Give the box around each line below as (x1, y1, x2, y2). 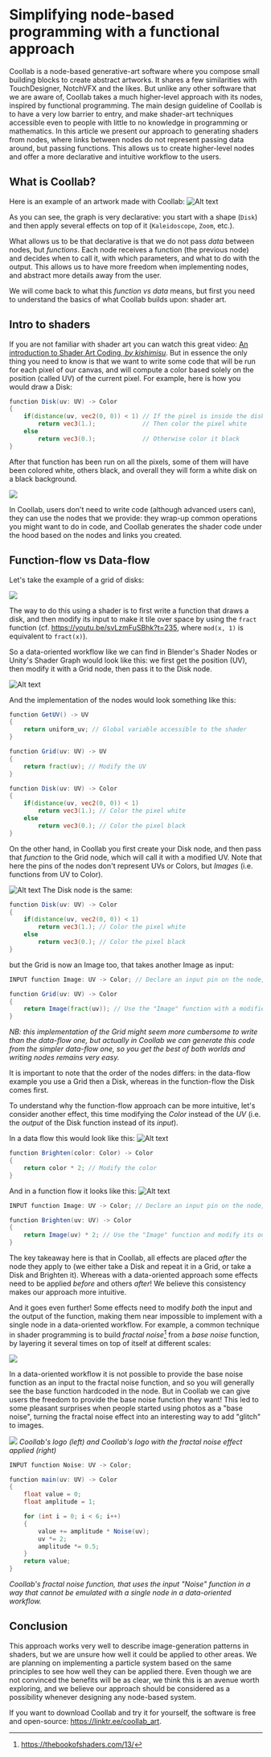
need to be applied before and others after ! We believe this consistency (9, 1279, 246, 1288)
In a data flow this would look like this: (9, 1134, 135, 1143)
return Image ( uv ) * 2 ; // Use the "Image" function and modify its (23, 1231, 254, 1239)
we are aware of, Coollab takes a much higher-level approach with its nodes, (9, 92, 263, 101)
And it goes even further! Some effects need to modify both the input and (9, 1303, 253, 1312)
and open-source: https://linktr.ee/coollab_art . (9, 1716, 162, 1726)
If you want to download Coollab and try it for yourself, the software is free (9, 1707, 257, 1718)
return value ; (23, 1558, 71, 1566)
